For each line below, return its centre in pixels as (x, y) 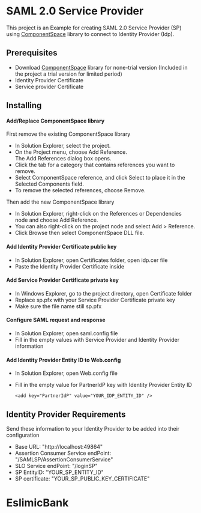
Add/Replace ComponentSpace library (55, 121)
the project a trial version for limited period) (69, 74)
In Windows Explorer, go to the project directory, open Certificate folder (103, 293)
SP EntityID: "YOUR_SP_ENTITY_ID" (59, 472)
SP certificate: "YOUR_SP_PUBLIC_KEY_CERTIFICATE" (82, 478)
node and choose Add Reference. (56, 220)
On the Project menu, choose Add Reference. (71, 152)
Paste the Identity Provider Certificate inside (70, 266)
